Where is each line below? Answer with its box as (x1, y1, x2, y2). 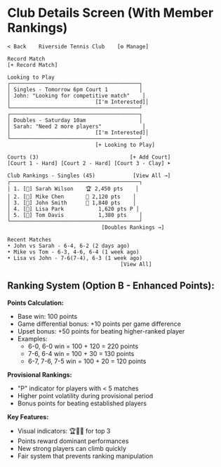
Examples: (17, 334, 48, 343)
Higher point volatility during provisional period (17, 391, 154, 400)
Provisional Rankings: (7, 370, 72, 379)
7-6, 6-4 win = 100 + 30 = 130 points (27, 349, 135, 357)
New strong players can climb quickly (17, 444, 126, 452)
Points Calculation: (7, 298, 65, 307)
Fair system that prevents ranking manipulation (17, 452, 153, 460)
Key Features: (7, 412, 49, 421)
